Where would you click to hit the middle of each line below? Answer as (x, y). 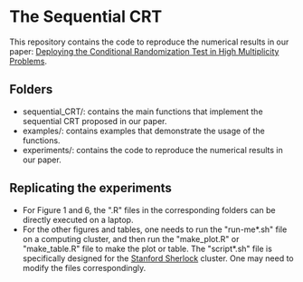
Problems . (28, 61)
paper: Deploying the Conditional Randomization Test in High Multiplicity (144, 51)
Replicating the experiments (90, 188)
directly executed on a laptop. (78, 219)
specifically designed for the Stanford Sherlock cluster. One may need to (158, 258)
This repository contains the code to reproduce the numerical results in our (149, 42)
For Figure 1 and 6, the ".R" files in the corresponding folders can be (149, 209)
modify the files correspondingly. (84, 267)
